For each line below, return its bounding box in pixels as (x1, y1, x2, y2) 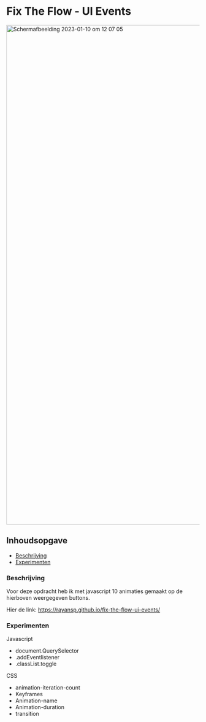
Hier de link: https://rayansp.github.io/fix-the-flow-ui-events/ (6, 606, 161, 613)
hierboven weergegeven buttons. (6, 594, 90, 602)
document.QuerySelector (15, 647, 80, 654)
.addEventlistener (15, 654, 60, 661)
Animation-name (15, 697, 58, 704)
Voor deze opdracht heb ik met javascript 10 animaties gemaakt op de (6, 588, 183, 595)
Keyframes (15, 691, 43, 698)
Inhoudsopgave (6, 535, 67, 546)
